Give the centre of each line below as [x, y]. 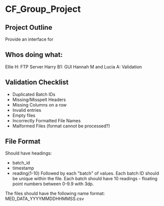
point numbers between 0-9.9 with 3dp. [53, 184]
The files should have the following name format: [55, 194]
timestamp [23, 168]
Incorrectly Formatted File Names [46, 120]
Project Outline [29, 27]
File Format [23, 141]
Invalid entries [27, 110]
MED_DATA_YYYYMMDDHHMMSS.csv [45, 199]
